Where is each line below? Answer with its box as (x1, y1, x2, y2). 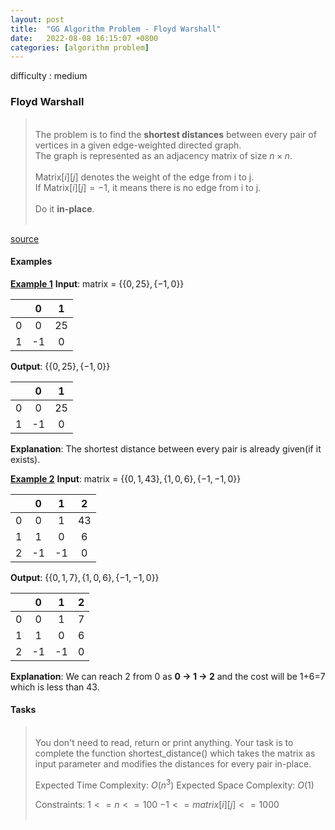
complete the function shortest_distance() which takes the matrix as (34, 747, 316, 759)
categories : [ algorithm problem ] (10, 42, 150, 53)
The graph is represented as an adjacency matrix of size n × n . (34, 149, 293, 161)
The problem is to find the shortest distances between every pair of (34, 128, 317, 140)
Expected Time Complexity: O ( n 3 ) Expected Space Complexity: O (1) (34, 777, 315, 791)
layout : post (10, 14, 65, 25)
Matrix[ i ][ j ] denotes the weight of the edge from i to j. (34, 171, 255, 183)
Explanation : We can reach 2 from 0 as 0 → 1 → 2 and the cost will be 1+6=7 (10, 670, 326, 682)
